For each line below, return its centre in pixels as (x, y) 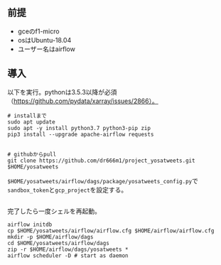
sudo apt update (31, 122)
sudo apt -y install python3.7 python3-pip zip (79, 128)
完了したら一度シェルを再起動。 (54, 211)
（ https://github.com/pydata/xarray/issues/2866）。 (83, 101)
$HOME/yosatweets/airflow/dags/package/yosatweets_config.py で (103, 180)
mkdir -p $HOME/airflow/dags (50, 237)
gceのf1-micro (38, 31)
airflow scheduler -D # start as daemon (68, 255)
